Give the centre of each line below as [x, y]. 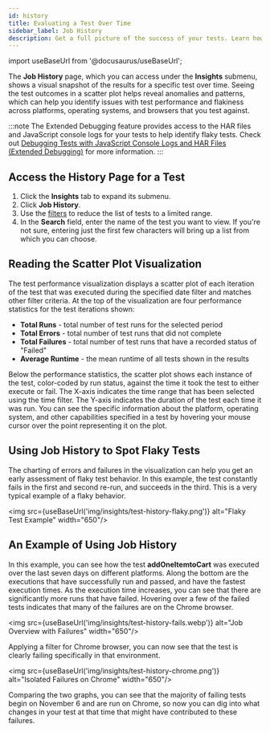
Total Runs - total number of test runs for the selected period [121, 324]
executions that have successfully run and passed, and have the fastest [127, 581]
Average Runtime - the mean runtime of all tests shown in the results [134, 359]
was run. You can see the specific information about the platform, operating [133, 408]
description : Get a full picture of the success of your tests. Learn [129, 38]
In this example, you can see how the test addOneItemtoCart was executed [134, 564]
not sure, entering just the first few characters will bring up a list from [135, 230]
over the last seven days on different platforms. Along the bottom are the [129, 573]
